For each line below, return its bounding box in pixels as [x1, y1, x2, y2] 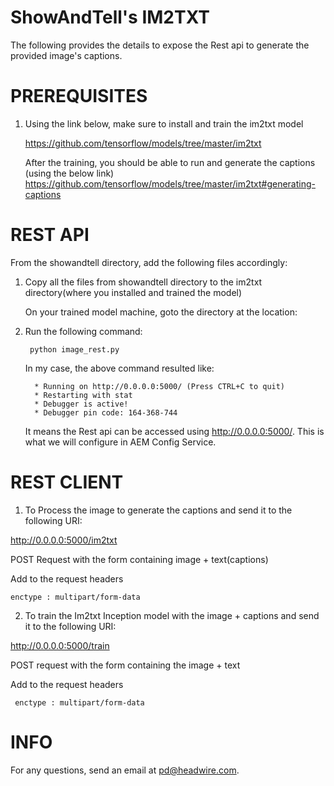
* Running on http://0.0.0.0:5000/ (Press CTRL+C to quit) [34, 381, 286, 391]
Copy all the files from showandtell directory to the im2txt [24, 276, 263, 288]
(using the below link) [24, 167, 115, 179]
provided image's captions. [10, 49, 123, 61]
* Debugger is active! [34, 399, 129, 409]
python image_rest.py [29, 344, 120, 355]
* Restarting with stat [34, 390, 133, 400]
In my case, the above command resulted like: [24, 362, 215, 374]
